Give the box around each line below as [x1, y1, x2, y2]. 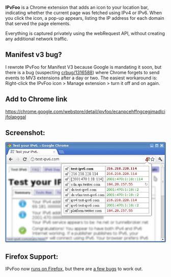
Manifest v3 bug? [5, 50, 62, 59]
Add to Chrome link [5, 95, 68, 104]
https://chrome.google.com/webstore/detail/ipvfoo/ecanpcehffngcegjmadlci [5, 108, 165, 114]
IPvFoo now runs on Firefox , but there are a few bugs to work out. [5, 266, 143, 272]
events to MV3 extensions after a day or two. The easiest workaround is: [5, 75, 158, 81]
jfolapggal [5, 114, 26, 120]
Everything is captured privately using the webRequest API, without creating [5, 30, 165, 36]
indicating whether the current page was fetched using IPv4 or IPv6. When [5, 10, 162, 16]
